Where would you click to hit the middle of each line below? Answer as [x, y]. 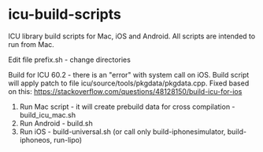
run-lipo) [68, 139]
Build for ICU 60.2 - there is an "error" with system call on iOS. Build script [129, 74]
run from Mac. [31, 44]
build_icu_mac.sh [48, 114]
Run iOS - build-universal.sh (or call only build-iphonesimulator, [122, 132]
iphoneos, [36, 139]
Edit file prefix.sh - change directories [70, 60]
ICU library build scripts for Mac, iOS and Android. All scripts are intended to [132, 36]
